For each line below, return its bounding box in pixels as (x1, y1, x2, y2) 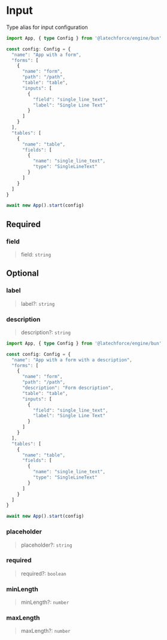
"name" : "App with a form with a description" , (11, 356, 133, 363)
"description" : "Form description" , (22, 385, 114, 391)
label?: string (20, 300, 55, 307)
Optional (6, 269, 39, 279)
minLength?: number (20, 598, 69, 606)
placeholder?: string (20, 541, 72, 548)
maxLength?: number (20, 627, 71, 635)
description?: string (20, 329, 71, 336)
